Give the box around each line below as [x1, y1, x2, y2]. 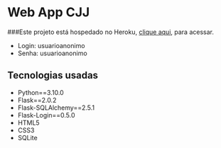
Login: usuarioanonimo [17, 41, 85, 50]
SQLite [17, 133, 38, 142]
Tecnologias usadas [7, 69, 98, 81]
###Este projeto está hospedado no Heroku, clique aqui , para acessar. [7, 28, 215, 36]
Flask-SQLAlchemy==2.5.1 [17, 103, 95, 112]
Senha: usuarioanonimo [17, 49, 87, 57]
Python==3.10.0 [17, 88, 64, 96]
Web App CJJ [7, 4, 90, 21]
